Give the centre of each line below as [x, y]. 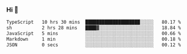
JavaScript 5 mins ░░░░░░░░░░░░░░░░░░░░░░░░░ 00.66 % [94, 34]
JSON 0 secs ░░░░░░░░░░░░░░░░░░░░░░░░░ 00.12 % [94, 45]
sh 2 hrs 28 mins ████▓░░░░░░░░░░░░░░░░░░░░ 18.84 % [94, 28]
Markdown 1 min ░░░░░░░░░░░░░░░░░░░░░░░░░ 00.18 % [94, 39]
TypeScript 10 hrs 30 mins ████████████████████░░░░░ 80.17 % [94, 22]
